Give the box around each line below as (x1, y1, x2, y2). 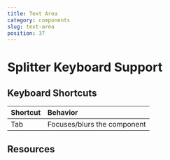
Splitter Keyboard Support (7, 60, 163, 75)
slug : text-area (7, 23, 55, 30)
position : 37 (7, 29, 45, 37)
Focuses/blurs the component (48, 120, 146, 129)
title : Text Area (7, 10, 58, 17)
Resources (7, 143, 55, 155)
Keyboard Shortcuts (7, 87, 97, 99)
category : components (7, 17, 71, 24)
